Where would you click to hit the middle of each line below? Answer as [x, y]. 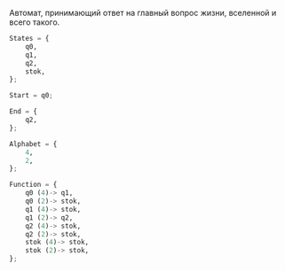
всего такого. [35, 22]
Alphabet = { [33, 144]
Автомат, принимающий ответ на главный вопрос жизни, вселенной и [143, 13]
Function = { [33, 185]
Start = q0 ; [31, 96]
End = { [24, 112]
